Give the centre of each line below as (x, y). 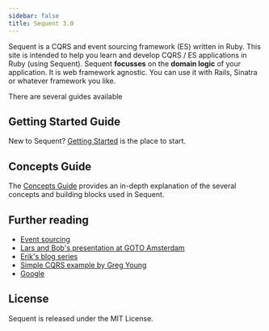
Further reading (48, 220)
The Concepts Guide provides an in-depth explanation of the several (122, 186)
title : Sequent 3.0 (41, 23)
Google (32, 273)
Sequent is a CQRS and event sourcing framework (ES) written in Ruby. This (134, 46)
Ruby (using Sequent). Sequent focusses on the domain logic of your (124, 63)
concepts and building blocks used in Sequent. (86, 195)
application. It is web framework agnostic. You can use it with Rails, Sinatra (133, 72)
